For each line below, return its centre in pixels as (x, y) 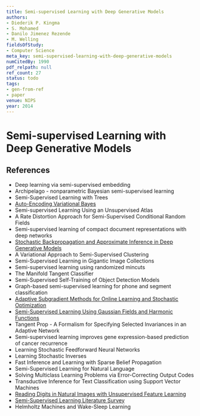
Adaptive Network (37, 330)
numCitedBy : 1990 (28, 61)
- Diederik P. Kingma (33, 23)
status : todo (22, 78)
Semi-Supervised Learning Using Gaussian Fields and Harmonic (94, 312)
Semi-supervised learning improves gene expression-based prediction (102, 337)
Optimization (30, 305)
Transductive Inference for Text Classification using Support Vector (98, 381)
